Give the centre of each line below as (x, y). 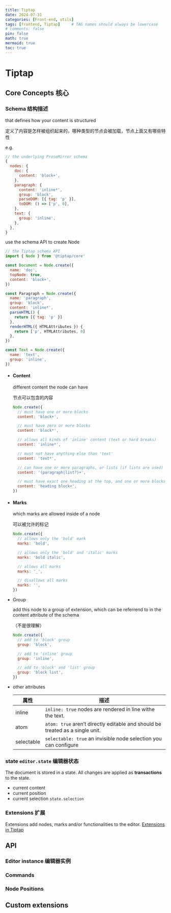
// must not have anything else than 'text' (65, 454)
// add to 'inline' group (45, 654)
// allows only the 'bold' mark (52, 539)
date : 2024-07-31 (24, 15)
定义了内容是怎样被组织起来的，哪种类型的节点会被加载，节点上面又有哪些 (83, 131)
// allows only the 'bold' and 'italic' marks (68, 552)
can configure (62, 745)
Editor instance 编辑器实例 (38, 861)
